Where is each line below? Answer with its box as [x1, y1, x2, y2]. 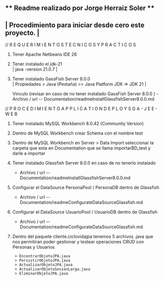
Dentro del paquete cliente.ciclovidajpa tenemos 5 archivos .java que [12, 233, 154, 240]
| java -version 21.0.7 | [12, 67, 58, 72]
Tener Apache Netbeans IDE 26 [12, 52, 77, 58]
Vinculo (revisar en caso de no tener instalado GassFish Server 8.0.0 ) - [12, 91, 159, 97]
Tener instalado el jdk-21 [12, 61, 62, 67]
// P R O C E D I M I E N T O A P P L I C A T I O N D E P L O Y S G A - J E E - [5, 106, 158, 112]
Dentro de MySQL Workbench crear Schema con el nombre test [12, 130, 143, 136]
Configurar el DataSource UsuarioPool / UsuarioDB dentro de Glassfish [12, 209, 158, 215]
